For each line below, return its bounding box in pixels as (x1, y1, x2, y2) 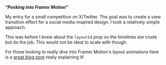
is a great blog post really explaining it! (5, 54, 84, 60)
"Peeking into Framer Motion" (5, 4, 68, 10)
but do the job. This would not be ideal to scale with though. (5, 39, 128, 45)
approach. (5, 24, 26, 30)
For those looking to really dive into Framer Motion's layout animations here (5, 49, 159, 55)
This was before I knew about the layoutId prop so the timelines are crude (5, 34, 157, 40)
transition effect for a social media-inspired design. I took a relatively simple (5, 19, 160, 25)
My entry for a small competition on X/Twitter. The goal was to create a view (5, 14, 161, 19)
